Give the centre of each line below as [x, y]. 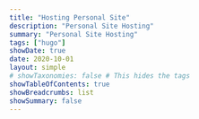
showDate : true [38, 51]
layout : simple [38, 68]
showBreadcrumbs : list [52, 92]
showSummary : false [46, 101]
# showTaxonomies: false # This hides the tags [100, 76]
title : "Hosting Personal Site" [69, 17]
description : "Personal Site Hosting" [82, 26]
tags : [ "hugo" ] [38, 42]
